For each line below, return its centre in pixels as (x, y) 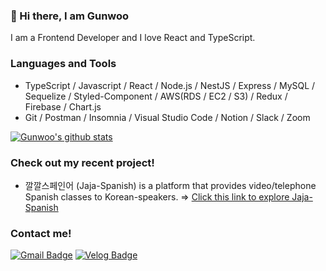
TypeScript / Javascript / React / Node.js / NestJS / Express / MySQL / (170, 85)
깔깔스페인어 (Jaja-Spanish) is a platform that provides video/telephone (170, 185)
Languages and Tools (63, 64)
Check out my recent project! (82, 162)
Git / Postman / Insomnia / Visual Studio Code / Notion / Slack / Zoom (167, 117)
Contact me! (41, 233)
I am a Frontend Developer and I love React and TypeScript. (133, 38)
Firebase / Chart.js (63, 106)
